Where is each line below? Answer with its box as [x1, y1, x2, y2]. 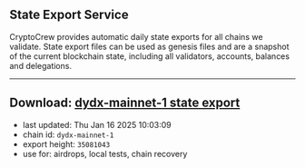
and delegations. [9, 60, 73, 71]
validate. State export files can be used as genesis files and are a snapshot [9, 41, 290, 52]
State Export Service [9, 7, 129, 23]
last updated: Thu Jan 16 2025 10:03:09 [22, 119, 172, 130]
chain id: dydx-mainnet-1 [22, 129, 114, 140]
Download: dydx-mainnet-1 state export [9, 95, 241, 111]
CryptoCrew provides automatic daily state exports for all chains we [9, 31, 263, 42]
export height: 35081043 [22, 138, 111, 149]
